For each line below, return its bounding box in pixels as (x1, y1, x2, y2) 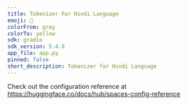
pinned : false (7, 56, 50, 63)
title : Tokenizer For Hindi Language (7, 10, 119, 18)
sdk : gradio (7, 37, 43, 44)
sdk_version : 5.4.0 (7, 43, 65, 50)
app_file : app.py (7, 50, 59, 57)
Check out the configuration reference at (7, 82, 127, 90)
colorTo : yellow (7, 30, 55, 37)
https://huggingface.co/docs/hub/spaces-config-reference (7, 89, 181, 98)
